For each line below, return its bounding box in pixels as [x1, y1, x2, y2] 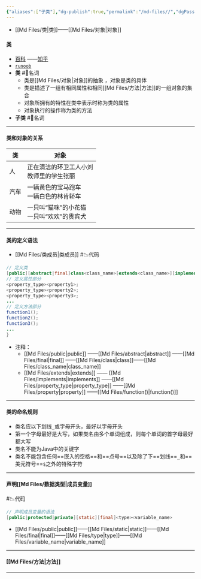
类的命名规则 [6, 408, 38, 415]
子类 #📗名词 [14, 114, 45, 121]
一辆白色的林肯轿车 [27, 192, 82, 201]
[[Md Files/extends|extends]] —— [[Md [23, 369, 121, 376]
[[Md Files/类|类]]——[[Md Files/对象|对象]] [14, 26, 121, 33]
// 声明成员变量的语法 [6, 509, 55, 515]
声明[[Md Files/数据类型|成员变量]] [6, 481, 92, 488]
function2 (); [6, 315, 39, 321]
